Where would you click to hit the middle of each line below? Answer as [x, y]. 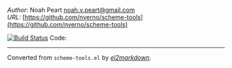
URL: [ [16, 17]
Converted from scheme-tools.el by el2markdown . [79, 57]
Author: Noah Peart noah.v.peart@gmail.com [71, 10]
